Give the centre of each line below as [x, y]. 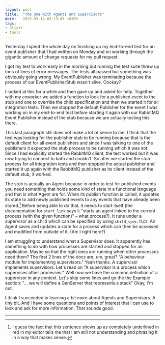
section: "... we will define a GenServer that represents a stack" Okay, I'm [79, 283]
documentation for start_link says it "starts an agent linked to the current [80, 211]
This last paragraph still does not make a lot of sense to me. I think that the [81, 132]
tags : [11, 23]
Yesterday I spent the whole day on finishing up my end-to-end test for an [80, 46]
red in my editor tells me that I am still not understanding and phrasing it [85, 332]
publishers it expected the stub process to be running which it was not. [77, 148]
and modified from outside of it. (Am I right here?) [55, 231]
